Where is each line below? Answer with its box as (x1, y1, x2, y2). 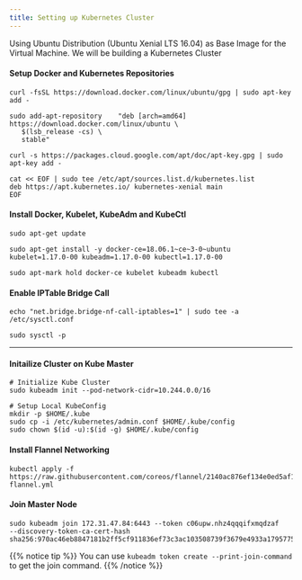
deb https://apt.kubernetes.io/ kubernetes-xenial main (9, 182, 223, 192)
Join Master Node (9, 499, 78, 510)
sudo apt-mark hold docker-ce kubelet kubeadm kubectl (9, 269, 219, 278)
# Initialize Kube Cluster (9, 379, 111, 388)
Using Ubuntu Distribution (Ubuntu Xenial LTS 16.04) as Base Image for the (9, 38, 287, 49)
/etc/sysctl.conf (9, 316, 75, 325)
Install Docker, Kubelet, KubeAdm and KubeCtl (9, 209, 187, 220)
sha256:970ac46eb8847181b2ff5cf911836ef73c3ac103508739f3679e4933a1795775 (9, 534, 296, 544)
